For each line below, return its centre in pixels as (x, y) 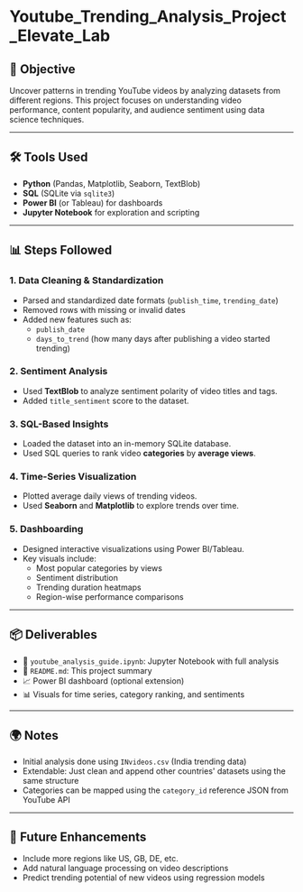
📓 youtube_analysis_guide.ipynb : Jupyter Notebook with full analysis (151, 661)
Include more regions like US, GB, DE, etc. (100, 859)
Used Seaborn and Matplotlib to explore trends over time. (130, 506)
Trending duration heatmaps (88, 587)
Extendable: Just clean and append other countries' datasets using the (154, 771)
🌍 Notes (34, 736)
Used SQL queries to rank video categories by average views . (139, 454)
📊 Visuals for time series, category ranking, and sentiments (133, 694)
